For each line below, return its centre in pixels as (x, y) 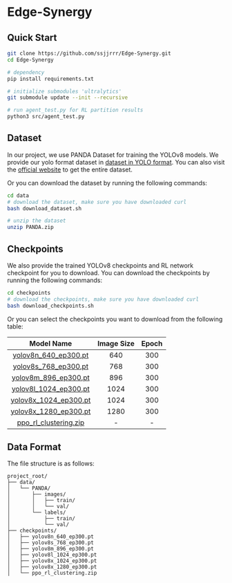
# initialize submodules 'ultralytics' (65, 91)
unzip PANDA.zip (30, 228)
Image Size (116, 343)
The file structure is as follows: (51, 463)
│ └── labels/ (37, 512)
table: (15, 326)
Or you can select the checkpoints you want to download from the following (115, 319)
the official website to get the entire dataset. (70, 169)
